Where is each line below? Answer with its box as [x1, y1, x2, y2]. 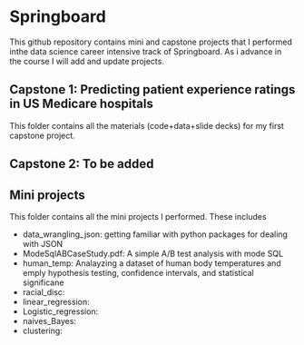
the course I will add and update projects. [9, 55, 165, 66]
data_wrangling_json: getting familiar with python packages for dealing [22, 229, 289, 240]
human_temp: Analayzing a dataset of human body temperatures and [22, 257, 281, 269]
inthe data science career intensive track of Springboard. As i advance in [9, 45, 282, 56]
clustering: [22, 325, 64, 336]
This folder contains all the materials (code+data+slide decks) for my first [9, 120, 284, 131]
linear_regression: [22, 296, 90, 307]
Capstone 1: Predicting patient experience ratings [9, 82, 296, 97]
